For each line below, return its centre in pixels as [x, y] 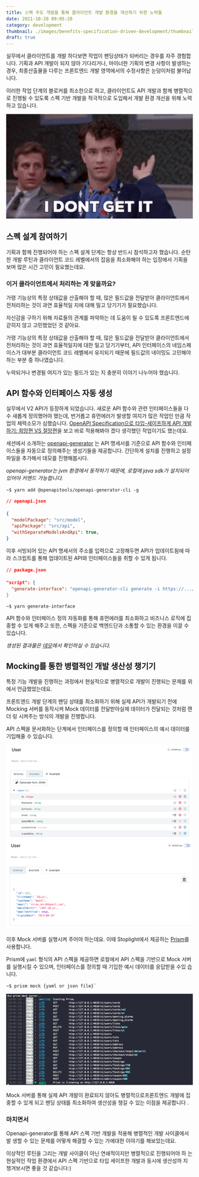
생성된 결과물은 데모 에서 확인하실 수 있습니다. [58, 645]
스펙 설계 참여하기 [37, 237]
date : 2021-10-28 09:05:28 [39, 19]
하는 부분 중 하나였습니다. [36, 360]
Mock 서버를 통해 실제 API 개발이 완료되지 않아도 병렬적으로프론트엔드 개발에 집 [98, 1095]
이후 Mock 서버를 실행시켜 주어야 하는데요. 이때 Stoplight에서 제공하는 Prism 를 [98, 939]
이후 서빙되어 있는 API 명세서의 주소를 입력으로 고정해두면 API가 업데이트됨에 [95, 551]
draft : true [21, 38]
